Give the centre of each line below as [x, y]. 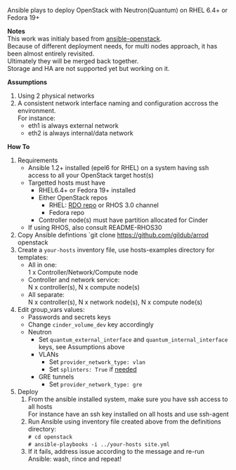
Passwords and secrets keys [69, 317]
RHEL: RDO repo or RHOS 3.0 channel [104, 205]
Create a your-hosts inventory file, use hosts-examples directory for [116, 250]
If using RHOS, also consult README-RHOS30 [95, 227]
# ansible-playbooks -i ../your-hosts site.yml [99, 445]
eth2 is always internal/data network [80, 133]
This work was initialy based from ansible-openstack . [85, 39]
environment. [37, 111]
